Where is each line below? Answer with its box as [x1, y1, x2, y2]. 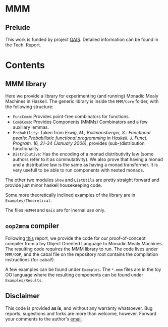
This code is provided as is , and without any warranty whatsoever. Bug [5, 305, 153, 311]
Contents [5, 60, 45, 71]
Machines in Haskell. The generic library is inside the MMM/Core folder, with [5, 98, 159, 104]
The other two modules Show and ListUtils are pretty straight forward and [5, 177, 160, 183]
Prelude [5, 23, 30, 32]
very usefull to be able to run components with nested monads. [12, 167, 145, 173]
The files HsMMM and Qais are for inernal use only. [5, 207, 106, 213]
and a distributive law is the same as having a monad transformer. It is [12, 162, 158, 168]
